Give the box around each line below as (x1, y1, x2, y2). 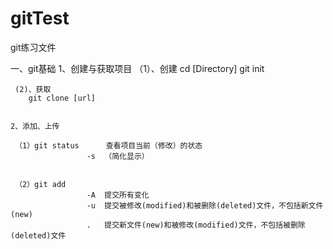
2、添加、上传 (10, 121, 60, 131)
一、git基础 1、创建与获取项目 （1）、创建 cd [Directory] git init (10, 62, 265, 74)
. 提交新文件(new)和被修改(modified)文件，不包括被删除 (86, 220, 306, 230)
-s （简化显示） (86, 151, 150, 161)
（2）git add (14, 179, 67, 189)
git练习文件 (10, 41, 57, 53)
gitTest (10, 7, 70, 30)
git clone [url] (28, 93, 97, 103)
